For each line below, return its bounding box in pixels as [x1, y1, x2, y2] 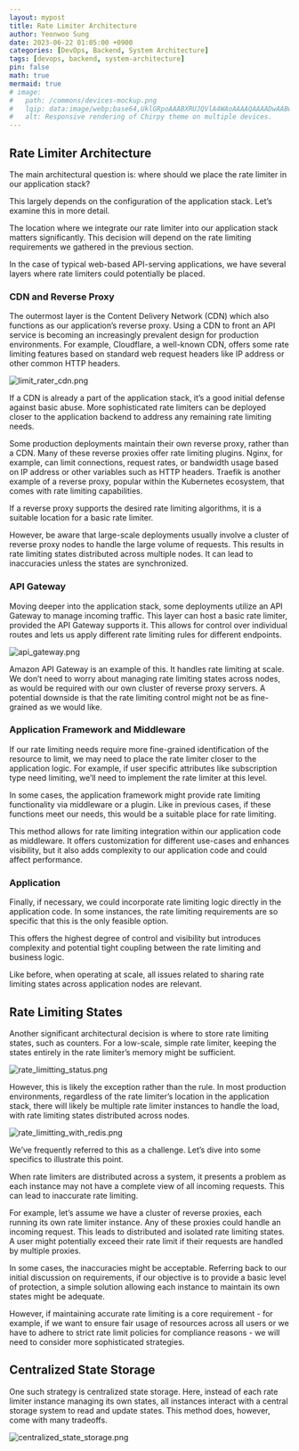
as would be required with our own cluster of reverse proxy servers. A [9, 683, 266, 693]
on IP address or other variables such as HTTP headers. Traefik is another [9, 467, 281, 478]
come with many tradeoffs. [9, 1414, 109, 1425]
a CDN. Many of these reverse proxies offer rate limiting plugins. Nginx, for [9, 447, 283, 459]
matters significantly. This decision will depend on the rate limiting [9, 232, 252, 242]
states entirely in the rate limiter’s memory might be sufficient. [9, 1046, 236, 1057]
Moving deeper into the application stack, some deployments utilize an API [9, 601, 283, 611]
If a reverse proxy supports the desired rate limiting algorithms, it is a [9, 503, 262, 513]
